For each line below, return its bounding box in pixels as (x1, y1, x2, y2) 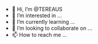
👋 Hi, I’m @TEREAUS (11, 6, 63, 12)
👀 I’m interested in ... (11, 12, 62, 19)
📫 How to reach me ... (11, 32, 67, 38)
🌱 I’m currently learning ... (11, 18, 75, 25)
